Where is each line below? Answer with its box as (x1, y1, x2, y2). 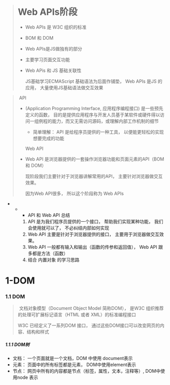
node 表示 (17, 374, 39, 380)
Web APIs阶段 (17, 6, 78, 18)
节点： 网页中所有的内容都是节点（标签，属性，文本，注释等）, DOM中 (12, 368, 161, 374)
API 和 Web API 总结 (27, 212, 70, 218)
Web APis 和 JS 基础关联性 (25, 67, 82, 73)
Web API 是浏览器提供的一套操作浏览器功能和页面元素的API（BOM (25, 156, 164, 162)
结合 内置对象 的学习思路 (27, 256, 80, 263)
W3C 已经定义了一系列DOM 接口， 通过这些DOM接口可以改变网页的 (17, 322, 160, 328)
